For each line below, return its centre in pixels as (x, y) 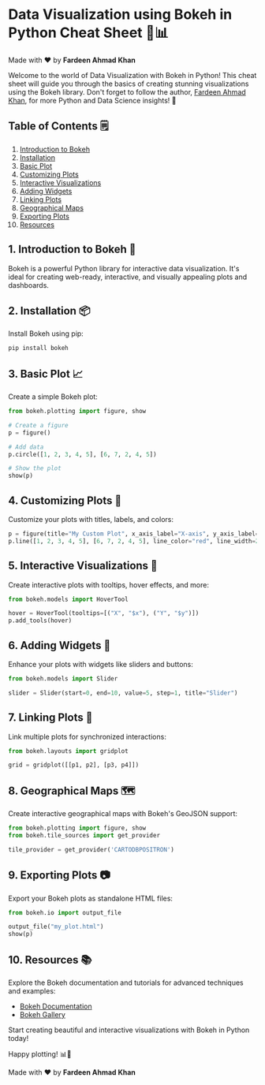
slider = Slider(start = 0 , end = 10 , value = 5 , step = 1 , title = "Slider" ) (123, 693)
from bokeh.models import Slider (63, 679)
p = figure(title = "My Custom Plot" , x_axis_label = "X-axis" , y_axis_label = (134, 534)
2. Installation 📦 (49, 310)
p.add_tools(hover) (40, 621)
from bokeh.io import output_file (65, 912)
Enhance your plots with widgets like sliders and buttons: (101, 664)
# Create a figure (38, 425)
